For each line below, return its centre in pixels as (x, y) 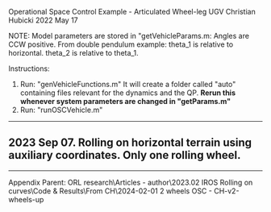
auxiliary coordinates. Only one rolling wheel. (125, 155)
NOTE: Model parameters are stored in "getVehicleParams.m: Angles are (129, 36)
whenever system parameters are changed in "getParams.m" (125, 101)
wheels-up (26, 199)
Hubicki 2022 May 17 (43, 20)
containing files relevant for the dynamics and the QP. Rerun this (128, 93)
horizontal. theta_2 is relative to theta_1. (73, 53)
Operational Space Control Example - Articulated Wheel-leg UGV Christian (132, 12)
